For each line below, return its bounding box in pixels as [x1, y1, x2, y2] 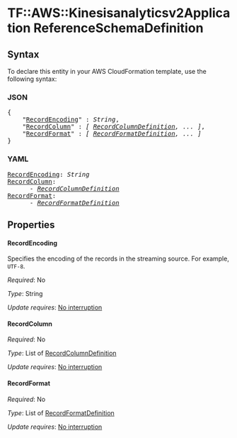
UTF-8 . [7, 262, 25, 270]
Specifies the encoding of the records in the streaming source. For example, [7, 254, 230, 263]
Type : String [7, 290, 43, 298]
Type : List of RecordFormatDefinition [7, 408, 115, 417]
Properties [7, 219, 55, 231]
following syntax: [7, 75, 57, 83]
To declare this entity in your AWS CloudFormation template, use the [7, 67, 207, 75]
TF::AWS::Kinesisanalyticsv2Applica [7, 5, 231, 21]
